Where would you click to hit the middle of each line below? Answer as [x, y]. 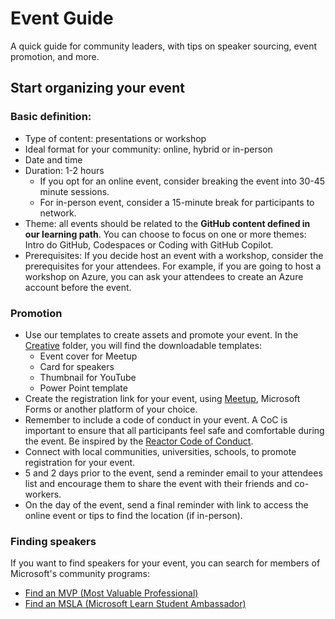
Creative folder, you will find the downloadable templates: [143, 345]
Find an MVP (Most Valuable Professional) [111, 593]
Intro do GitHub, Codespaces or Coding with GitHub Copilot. [149, 244]
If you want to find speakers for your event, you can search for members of [165, 563]
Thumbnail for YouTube [88, 377]
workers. [43, 494]
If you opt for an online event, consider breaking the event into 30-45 [182, 181]
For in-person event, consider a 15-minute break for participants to [177, 202]
